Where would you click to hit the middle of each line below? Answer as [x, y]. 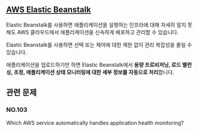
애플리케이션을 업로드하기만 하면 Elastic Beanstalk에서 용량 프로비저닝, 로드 [94, 65]
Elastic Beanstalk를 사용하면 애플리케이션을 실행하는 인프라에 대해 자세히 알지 [96, 25]
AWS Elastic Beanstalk [49, 10]
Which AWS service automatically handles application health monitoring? [95, 123]
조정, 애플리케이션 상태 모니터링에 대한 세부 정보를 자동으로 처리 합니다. [94, 72]
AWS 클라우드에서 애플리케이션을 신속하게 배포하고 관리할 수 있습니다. [98, 32]
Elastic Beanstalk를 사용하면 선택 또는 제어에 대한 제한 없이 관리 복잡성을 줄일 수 [99, 44]
